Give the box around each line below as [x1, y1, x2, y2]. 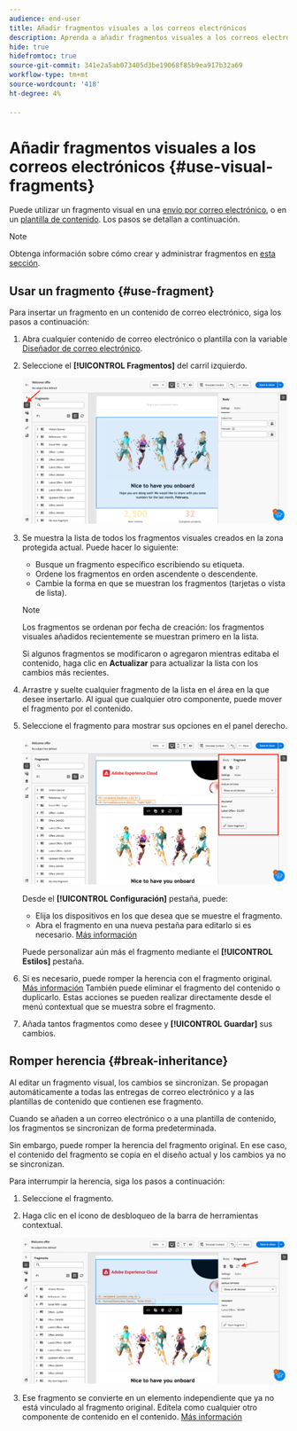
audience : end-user [9, 14, 81, 23]
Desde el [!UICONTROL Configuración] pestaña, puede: [21, 893, 228, 903]
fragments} [9, 176, 95, 195]
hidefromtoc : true [9, 51, 77, 61]
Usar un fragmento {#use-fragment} [9, 284, 215, 299]
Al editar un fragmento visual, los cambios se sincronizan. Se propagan [9, 1077, 269, 1088]
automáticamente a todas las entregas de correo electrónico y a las [9, 1086, 255, 1097]
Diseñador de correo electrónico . [21, 343, 143, 354]
